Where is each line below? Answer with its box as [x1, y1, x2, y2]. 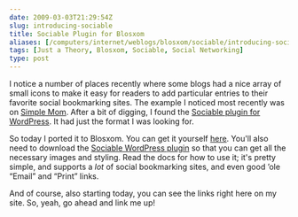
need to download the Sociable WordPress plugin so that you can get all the [9, 143, 286, 153]
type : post [9, 54, 50, 63]
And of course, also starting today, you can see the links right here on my [9, 188, 278, 198]
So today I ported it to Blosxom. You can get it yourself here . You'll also [9, 134, 269, 143]
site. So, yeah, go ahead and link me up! [9, 198, 155, 208]
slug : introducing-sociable [9, 21, 114, 30]
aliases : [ [9, 37, 50, 47]
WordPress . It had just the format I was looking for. [9, 116, 194, 127]
